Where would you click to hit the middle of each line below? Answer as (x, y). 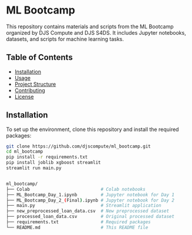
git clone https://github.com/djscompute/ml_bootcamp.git (78, 146)
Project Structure (35, 84)
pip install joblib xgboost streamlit (53, 163)
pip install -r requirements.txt (47, 157)
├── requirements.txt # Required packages (78, 222)
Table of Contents (40, 57)
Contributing (30, 90)
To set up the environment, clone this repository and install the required (92, 129)
